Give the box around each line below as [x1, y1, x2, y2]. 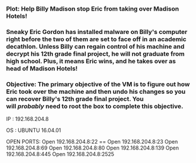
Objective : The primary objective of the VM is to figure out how [6, 80, 190, 88]
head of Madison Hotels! [6, 64, 78, 72]
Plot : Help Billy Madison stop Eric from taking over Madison [6, 5, 180, 13]
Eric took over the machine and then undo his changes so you [6, 87, 186, 96]
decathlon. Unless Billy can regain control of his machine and [6, 42, 185, 50]
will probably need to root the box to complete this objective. [6, 102, 184, 110]
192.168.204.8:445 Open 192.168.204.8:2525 [6, 151, 115, 158]
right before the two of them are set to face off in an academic [6, 35, 187, 43]
